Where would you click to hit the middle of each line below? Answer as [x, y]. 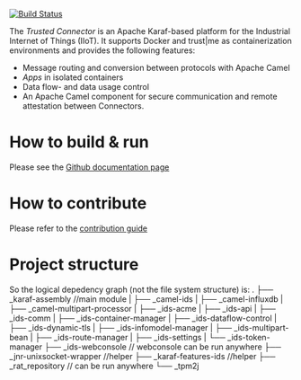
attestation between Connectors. [83, 106]
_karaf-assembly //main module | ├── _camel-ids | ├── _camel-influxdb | [146, 299]
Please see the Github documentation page [89, 167]
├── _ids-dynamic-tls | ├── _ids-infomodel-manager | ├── [120, 327]
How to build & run [80, 142]
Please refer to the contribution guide [79, 228]
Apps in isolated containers [73, 77]
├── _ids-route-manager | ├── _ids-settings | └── [130, 337]
